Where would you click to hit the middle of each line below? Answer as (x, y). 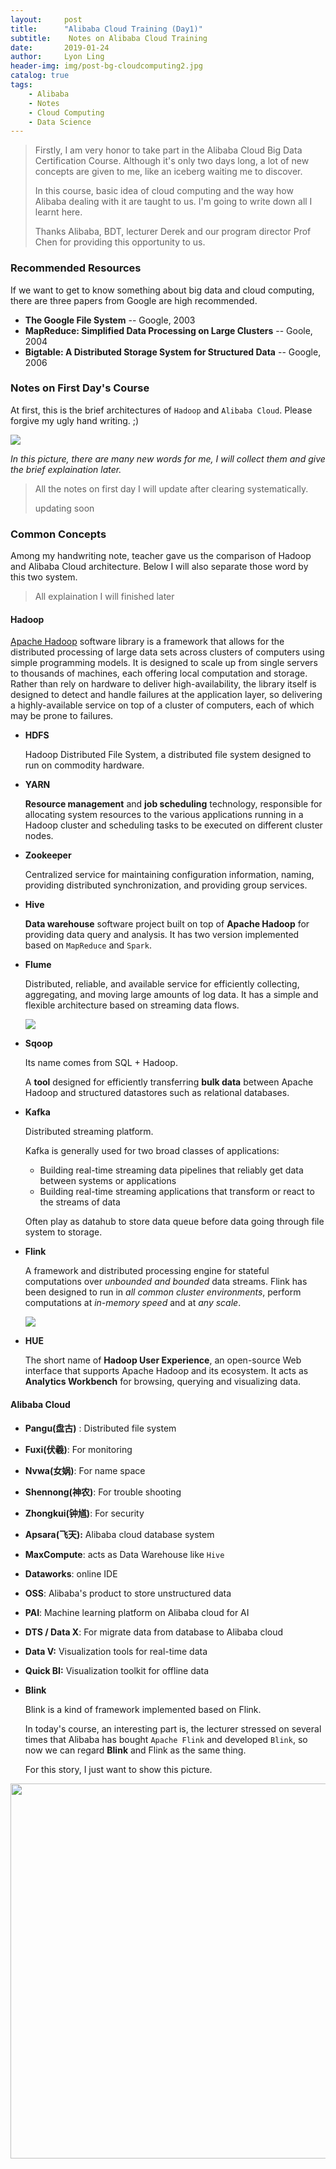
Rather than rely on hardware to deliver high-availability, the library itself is (163, 684)
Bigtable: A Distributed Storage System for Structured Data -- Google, (173, 352)
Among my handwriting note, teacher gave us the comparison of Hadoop (161, 556)
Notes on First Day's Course (80, 388)
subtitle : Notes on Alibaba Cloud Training (109, 38)
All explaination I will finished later (104, 597)
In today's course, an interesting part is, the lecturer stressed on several (173, 1728)
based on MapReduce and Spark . (88, 945)
